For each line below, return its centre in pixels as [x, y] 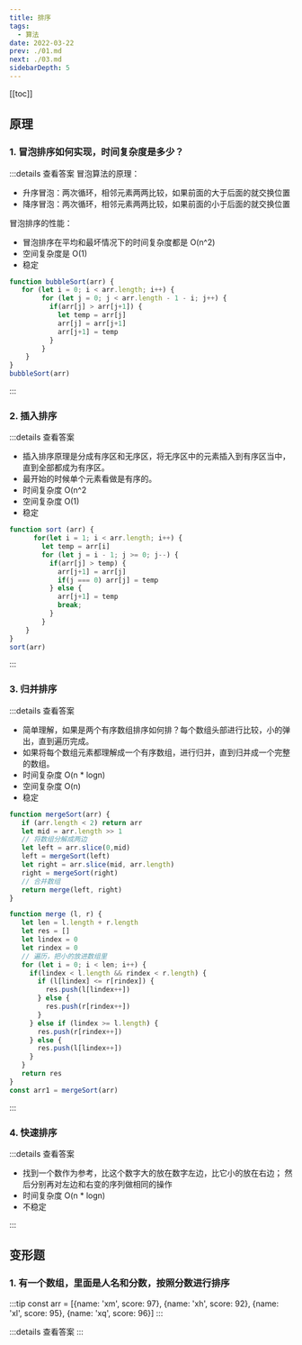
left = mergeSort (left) [66, 857]
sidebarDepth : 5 [40, 68]
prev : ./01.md [36, 51]
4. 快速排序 [33, 1132]
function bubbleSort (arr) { [62, 282]
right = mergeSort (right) [70, 873]
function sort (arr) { [52, 530]
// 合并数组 [41, 881]
